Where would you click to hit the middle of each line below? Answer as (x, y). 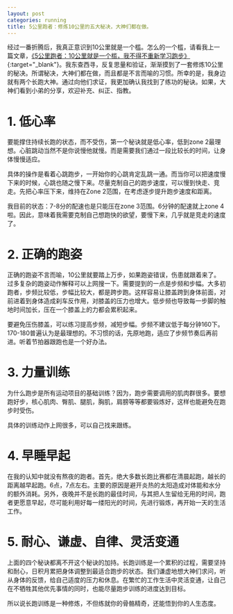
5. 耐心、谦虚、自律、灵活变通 (93, 542)
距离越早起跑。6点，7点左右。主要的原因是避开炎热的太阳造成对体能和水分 (114, 485)
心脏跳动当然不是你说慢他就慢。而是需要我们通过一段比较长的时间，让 (119, 151)
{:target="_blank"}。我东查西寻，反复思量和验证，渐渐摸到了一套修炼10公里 (115, 65)
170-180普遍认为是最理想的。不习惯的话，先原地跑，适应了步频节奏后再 (110, 333)
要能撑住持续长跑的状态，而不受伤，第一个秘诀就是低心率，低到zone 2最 (111, 142)
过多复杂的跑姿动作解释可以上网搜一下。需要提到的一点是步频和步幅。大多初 (116, 284)
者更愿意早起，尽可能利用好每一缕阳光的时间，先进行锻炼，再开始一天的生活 (116, 503)
